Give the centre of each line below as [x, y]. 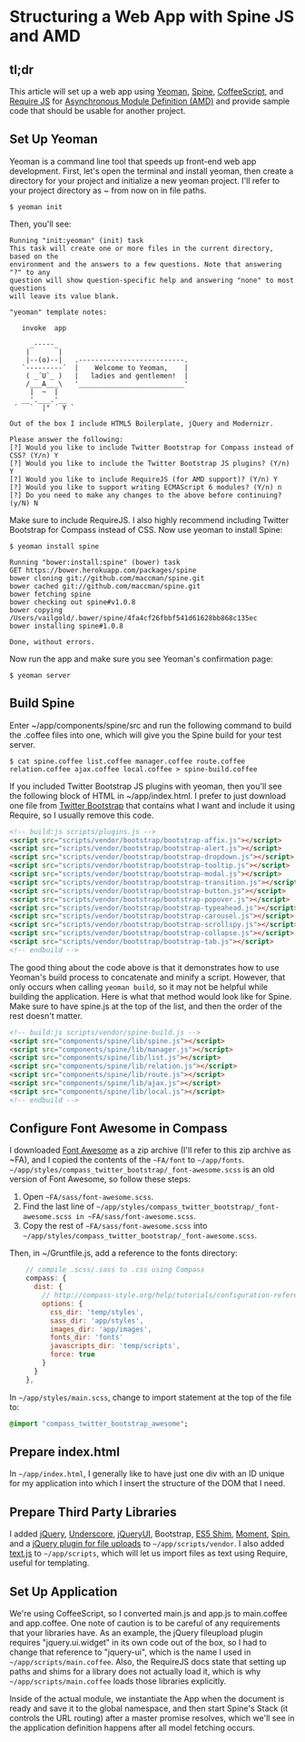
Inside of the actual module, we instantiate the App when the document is [147, 1699]
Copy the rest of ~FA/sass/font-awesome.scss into [115, 1226]
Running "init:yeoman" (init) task [77, 240]
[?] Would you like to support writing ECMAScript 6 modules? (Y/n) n [146, 487]
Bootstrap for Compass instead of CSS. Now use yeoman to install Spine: [146, 529]
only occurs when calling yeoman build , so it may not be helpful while [139, 987]
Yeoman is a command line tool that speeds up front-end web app [133, 161]
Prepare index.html [65, 1451]
